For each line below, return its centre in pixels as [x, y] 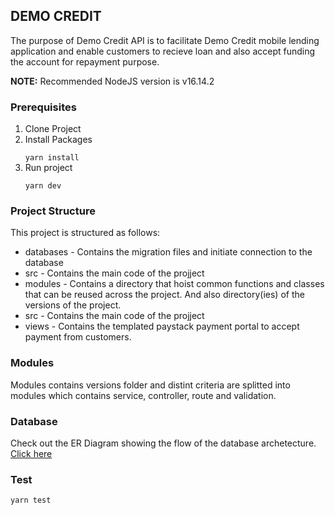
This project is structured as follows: [85, 233]
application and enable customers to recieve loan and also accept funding [163, 51]
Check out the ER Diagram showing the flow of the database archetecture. [163, 443]
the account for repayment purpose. [85, 61]
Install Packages [58, 140]
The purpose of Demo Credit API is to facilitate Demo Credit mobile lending [165, 40]
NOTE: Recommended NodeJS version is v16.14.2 [112, 81]
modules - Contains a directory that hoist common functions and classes [174, 284]
